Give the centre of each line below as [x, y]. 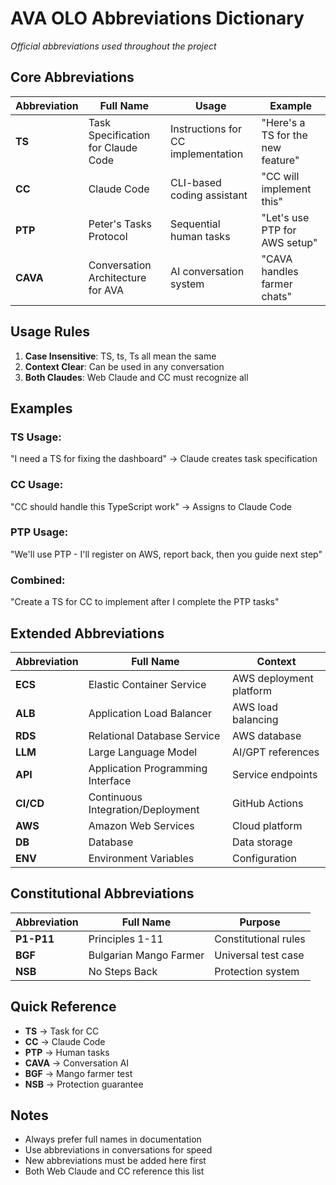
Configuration [265, 858]
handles [280, 271]
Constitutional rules [260, 939]
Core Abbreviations [72, 77]
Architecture [117, 277]
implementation [206, 154]
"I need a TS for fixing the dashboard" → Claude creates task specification [164, 459]
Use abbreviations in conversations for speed [118, 1150]
